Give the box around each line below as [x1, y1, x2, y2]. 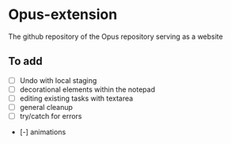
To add [8, 55, 43, 68]
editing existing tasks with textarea [19, 93, 134, 103]
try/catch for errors [19, 112, 82, 120]
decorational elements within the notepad [19, 85, 156, 94]
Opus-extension [8, 6, 118, 24]
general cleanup [19, 102, 74, 112]
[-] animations [19, 127, 66, 137]
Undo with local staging [19, 75, 97, 85]
